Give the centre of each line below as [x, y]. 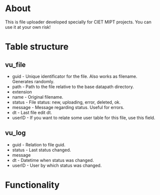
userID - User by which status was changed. [57, 165]
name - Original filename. [38, 97]
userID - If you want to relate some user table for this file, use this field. [84, 118]
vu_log [15, 133]
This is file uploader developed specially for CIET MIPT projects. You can [78, 22]
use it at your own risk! [28, 27]
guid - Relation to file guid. [39, 144]
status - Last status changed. [41, 150]
